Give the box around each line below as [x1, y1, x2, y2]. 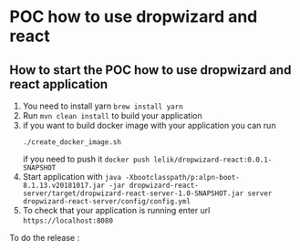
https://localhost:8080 [22, 216, 114, 225]
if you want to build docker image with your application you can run [22, 120, 276, 130]
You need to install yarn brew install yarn [22, 100, 184, 111]
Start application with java [22, 172, 121, 182]
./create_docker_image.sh [22, 138, 121, 147]
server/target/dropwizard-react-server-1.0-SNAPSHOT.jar [22, 189, 244, 198]
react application [9, 76, 109, 92]
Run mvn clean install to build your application [22, 110, 202, 120]
